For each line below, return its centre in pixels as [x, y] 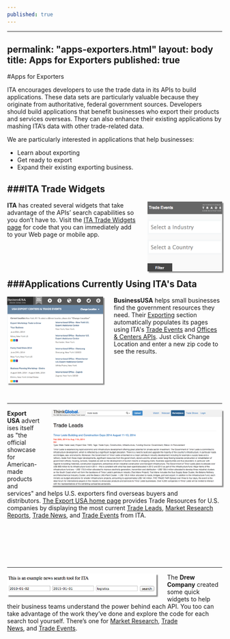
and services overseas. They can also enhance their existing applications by [114, 119]
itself [27, 428]
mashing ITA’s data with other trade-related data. [76, 126]
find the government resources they [164, 308]
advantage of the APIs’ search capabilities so [71, 213]
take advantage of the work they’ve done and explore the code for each [108, 614]
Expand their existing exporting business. [75, 167]
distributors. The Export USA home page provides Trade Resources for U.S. [113, 501]
